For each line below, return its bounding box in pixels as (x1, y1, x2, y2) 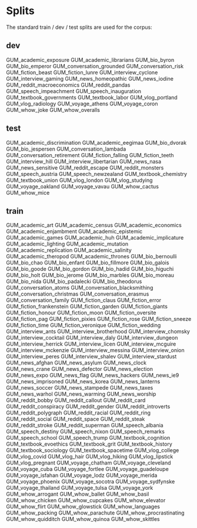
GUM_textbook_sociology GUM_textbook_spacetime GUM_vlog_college (6, 447, 179, 454)
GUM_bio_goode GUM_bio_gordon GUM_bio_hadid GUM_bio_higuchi (6, 265, 174, 273)
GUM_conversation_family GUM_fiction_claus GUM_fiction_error (6, 297, 162, 304)
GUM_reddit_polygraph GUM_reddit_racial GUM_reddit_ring (6, 409, 151, 416)
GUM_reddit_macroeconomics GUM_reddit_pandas (6, 81, 131, 88)
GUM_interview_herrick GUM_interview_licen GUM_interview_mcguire (6, 340, 176, 348)
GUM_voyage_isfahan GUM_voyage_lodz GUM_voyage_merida (6, 472, 158, 479)
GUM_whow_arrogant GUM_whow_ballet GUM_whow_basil (6, 490, 149, 498)
